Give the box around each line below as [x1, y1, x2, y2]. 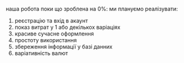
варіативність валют [14, 50, 68, 57]
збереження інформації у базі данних [14, 43, 112, 50]
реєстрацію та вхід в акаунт [14, 17, 88, 24]
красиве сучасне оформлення [14, 30, 94, 37]
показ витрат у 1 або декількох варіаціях [14, 24, 120, 31]
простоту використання [14, 37, 77, 43]
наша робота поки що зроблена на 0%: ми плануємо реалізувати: [6, 6, 178, 12]
